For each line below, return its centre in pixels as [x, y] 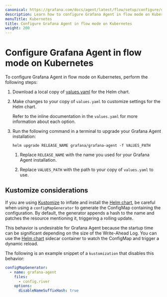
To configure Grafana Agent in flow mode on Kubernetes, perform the [77, 77]
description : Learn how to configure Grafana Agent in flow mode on [78, 14]
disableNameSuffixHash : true [48, 291]
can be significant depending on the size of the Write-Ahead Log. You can [81, 233]
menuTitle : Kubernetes [29, 19]
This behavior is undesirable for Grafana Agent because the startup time [79, 228]
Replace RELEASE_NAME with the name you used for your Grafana [85, 155]
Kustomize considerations [47, 191]
